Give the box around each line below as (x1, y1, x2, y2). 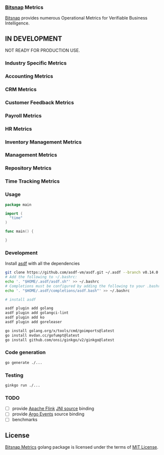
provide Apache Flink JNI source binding (12, 406, 94, 411)
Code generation (5, 349, 46, 356)
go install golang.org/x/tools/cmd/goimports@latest (5, 328, 115, 333)
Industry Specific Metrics (5, 60, 67, 67)
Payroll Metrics (5, 112, 42, 119)
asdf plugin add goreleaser (5, 320, 62, 325)
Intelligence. (5, 20, 30, 26)
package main (5, 202, 32, 207)
